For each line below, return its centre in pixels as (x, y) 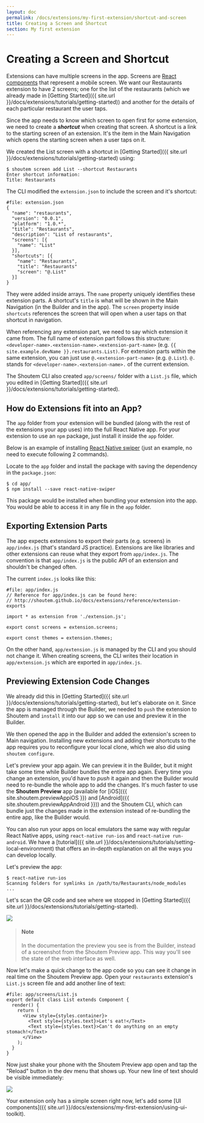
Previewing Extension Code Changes (78, 681)
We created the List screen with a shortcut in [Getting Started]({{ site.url (97, 152)
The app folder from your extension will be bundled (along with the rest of (98, 423)
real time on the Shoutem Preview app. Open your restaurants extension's (100, 976)
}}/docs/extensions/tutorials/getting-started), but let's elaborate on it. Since (101, 702)
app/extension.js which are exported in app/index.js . (74, 662)
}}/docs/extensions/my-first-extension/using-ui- (127, 1107)
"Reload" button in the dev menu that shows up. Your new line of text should (102, 1071)
